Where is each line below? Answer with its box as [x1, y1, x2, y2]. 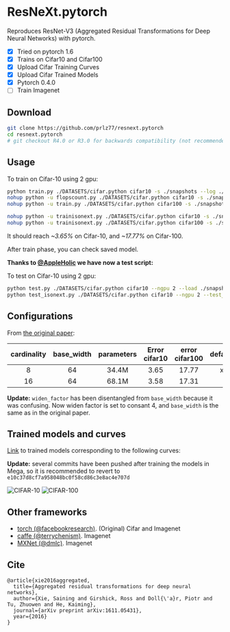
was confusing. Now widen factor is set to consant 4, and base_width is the [7, 401, 219, 409]
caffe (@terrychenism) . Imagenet [16, 532, 111, 540]
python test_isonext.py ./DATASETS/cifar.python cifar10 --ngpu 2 [7, 291, 201, 299]
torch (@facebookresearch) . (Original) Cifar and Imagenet [16, 524, 181, 532]
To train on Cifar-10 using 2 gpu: [7, 174, 99, 183]
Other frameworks [7, 506, 88, 518]
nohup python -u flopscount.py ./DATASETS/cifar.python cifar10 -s [7, 194, 204, 201]
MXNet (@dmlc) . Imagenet [16, 539, 92, 548]
